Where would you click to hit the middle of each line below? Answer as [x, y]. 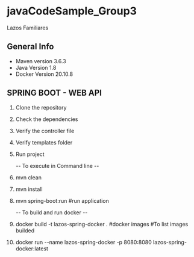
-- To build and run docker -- [52, 212]
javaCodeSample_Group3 [72, 11]
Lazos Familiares [28, 28]
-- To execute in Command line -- [57, 166]
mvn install [29, 189]
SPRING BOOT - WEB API [54, 93]
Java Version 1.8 [36, 67]
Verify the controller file [45, 131]
